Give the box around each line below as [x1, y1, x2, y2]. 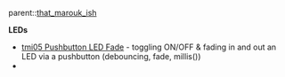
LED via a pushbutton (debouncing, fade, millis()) [20, 51, 201, 61]
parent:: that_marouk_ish [8, 8, 97, 18]
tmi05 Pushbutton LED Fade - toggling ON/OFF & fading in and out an [20, 42, 277, 52]
